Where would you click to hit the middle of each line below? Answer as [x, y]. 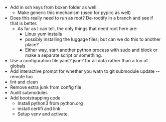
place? [32, 44]
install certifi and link [39, 108]
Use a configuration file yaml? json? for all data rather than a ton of [79, 60]
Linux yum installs [43, 34]
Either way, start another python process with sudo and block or [91, 50]
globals [18, 66]
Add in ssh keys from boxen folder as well [53, 7]
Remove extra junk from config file [46, 87]
